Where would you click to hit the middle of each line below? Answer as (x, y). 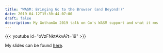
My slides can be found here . (34, 45)
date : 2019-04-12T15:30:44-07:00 (39, 14)
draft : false (18, 18)
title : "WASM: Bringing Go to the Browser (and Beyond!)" (65, 9)
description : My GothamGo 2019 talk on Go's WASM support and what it (78, 23)
